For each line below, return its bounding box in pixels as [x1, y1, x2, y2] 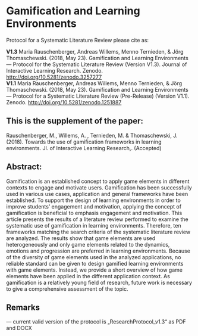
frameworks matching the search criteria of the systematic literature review [6, 228, 191, 235]
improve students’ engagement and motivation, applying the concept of [6, 203, 182, 210]
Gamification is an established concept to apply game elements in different [6, 178, 190, 185]
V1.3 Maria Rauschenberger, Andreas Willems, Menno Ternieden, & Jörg [6, 48, 184, 55]
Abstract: [6, 162, 42, 172]
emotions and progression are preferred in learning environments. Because [6, 247, 190, 254]
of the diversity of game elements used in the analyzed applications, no [6, 253, 181, 260]
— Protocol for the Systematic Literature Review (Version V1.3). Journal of [6, 61, 187, 68]
